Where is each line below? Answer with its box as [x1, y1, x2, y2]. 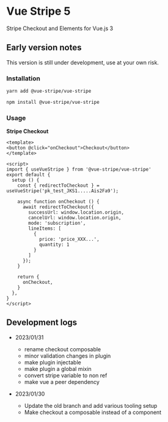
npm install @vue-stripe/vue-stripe [6, 99, 100, 105]
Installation [6, 74, 41, 82]
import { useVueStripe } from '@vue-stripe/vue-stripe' [6, 166, 152, 173]
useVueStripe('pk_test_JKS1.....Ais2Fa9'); [6, 188, 119, 194]
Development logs [6, 318, 78, 328]
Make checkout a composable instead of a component [24, 408, 162, 416]
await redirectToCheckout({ [22, 204, 95, 210]
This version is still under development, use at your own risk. [6, 58, 159, 66]
